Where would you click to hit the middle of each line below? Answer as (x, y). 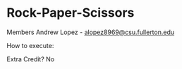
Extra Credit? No (30, 59)
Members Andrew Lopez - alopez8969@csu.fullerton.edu (91, 32)
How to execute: (30, 45)
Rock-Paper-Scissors (71, 13)
